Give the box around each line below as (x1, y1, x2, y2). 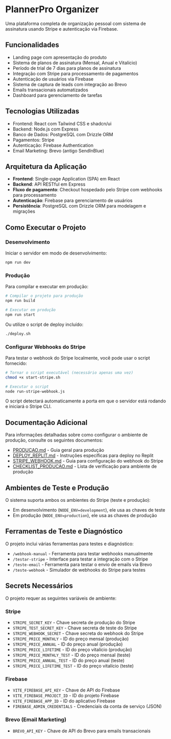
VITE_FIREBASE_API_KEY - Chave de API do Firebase (12, 687, 120, 693)
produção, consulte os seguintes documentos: (5, 437, 103, 443)
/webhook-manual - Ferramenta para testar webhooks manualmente (12, 550, 153, 556)
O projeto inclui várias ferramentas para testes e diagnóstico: (5, 541, 134, 547)
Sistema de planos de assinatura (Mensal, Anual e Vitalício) (12, 60, 137, 66)
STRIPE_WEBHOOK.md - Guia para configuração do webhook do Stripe (12, 458, 163, 464)
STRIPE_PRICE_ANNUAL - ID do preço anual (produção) (12, 641, 123, 647)
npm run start (5, 312, 36, 317)
